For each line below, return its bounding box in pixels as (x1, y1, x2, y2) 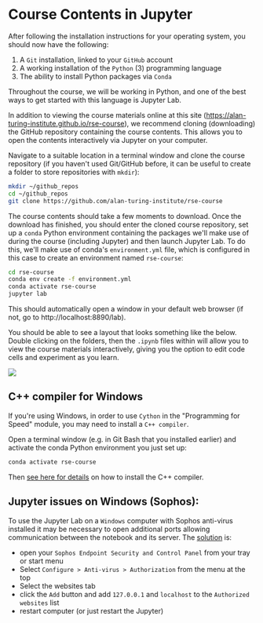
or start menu (19, 556, 64, 566)
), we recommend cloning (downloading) (124, 118, 256, 128)
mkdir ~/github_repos (8, 182, 79, 190)
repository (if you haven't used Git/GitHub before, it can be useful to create (8, 158, 251, 168)
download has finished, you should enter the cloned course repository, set (8, 220, 249, 229)
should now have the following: (8, 39, 109, 49)
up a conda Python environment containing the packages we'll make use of (8, 228, 250, 237)
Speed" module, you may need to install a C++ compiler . (8, 419, 189, 428)
